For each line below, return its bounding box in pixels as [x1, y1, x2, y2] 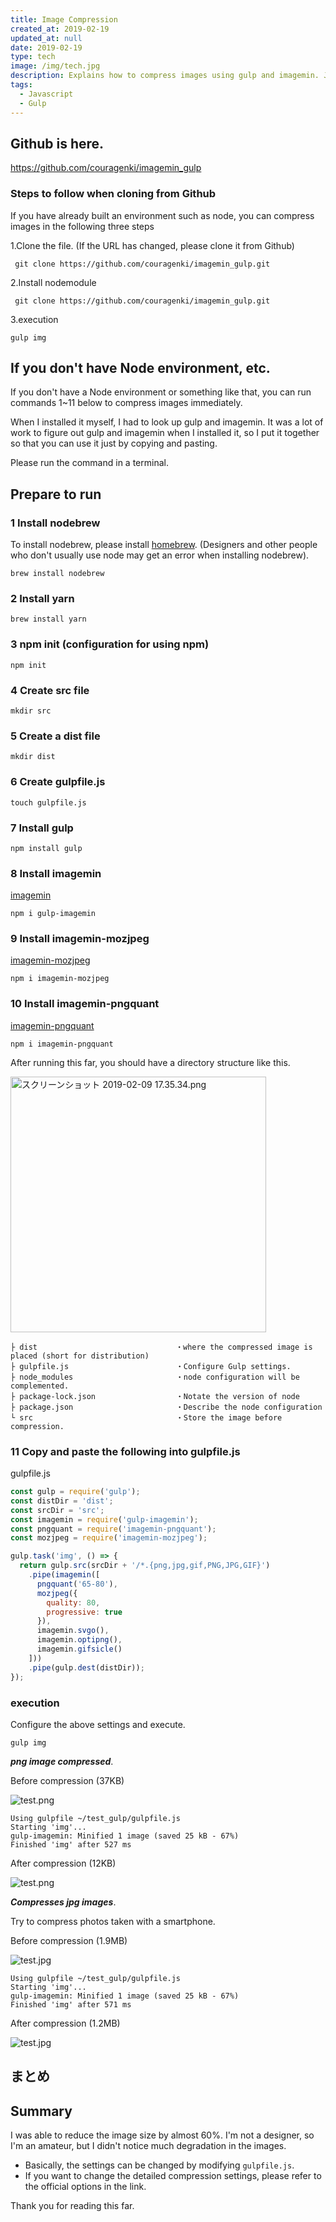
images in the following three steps [10, 220, 155, 232]
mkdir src [10, 706, 52, 716]
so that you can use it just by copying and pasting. [10, 437, 218, 450]
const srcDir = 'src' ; [10, 1505, 105, 1515]
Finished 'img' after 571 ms [10, 1999, 132, 2010]
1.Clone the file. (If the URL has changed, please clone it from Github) [10, 239, 295, 251]
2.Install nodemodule [10, 276, 97, 288]
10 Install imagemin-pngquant [10, 997, 160, 1011]
